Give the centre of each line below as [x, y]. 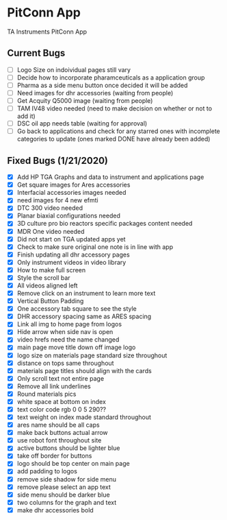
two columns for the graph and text [67, 502]
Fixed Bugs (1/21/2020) [57, 160]
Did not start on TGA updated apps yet [71, 239]
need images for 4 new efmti [57, 200]
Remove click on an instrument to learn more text [86, 293]
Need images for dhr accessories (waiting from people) [95, 93]
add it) [26, 116]
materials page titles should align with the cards [84, 370]
